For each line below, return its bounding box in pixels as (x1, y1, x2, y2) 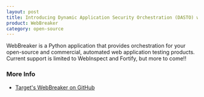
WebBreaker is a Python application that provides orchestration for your (6, 42, 186, 49)
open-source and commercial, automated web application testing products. (6, 49, 195, 56)
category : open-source (6, 25, 64, 32)
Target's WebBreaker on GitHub (15, 84, 95, 91)
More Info (6, 70, 36, 78)
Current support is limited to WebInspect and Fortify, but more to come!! (6, 55, 187, 62)
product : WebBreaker (6, 20, 59, 26)
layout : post (6, 8, 39, 15)
